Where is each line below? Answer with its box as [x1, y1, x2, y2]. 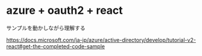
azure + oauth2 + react [6, 4, 123, 17]
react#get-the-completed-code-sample [6, 43, 106, 50]
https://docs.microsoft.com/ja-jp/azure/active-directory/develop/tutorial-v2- [6, 36, 196, 43]
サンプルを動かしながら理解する [6, 24, 86, 31]
